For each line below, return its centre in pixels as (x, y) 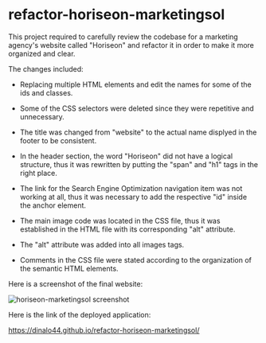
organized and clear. (42, 53)
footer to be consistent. (58, 140)
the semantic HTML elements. (69, 268)
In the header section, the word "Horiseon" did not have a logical (126, 156)
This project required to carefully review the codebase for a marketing (123, 37)
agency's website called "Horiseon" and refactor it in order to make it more (131, 45)
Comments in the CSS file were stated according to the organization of (136, 259)
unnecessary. (42, 116)
